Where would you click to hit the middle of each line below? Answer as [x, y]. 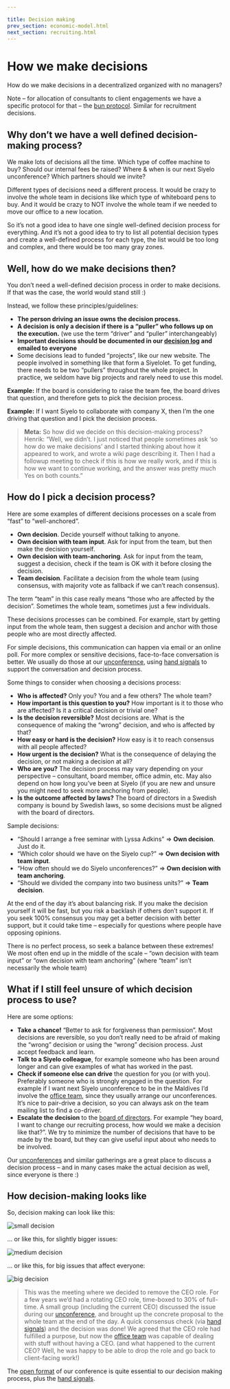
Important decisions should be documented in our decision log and [115, 341]
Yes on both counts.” [54, 475]
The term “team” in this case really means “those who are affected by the [111, 599]
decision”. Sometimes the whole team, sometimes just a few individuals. [109, 606]
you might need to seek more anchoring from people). [93, 790]
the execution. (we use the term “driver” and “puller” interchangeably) [117, 333]
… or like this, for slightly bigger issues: [62, 1239]
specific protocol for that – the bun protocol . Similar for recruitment [102, 106]
